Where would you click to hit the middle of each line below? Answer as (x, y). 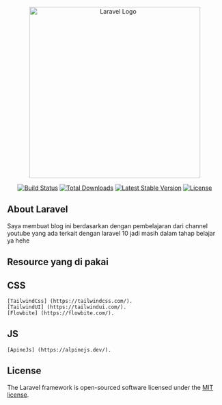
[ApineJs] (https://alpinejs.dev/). (59, 349)
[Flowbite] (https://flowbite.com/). (61, 313)
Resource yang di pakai (58, 262)
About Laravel (38, 209)
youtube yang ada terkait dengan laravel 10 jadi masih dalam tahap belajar (111, 233)
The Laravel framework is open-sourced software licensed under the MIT (110, 387)
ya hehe (18, 241)
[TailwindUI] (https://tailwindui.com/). (67, 307)
